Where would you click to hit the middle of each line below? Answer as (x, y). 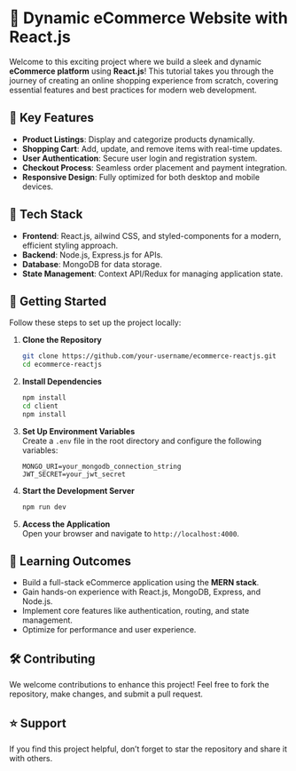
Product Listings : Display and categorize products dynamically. (138, 139)
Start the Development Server (78, 490)
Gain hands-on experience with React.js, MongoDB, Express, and (141, 592)
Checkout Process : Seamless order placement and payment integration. (155, 167)
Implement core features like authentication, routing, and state (136, 611)
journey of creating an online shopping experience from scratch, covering (144, 80)
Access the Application (66, 524)
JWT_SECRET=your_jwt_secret (74, 474)
